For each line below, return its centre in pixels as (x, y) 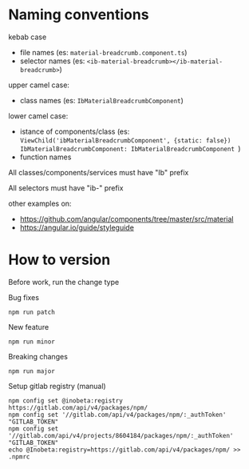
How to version (59, 260)
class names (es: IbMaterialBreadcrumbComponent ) (101, 100)
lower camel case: (38, 116)
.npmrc (19, 457)
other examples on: (40, 203)
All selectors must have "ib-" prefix (66, 188)
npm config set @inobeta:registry (66, 401)
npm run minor (32, 342)
